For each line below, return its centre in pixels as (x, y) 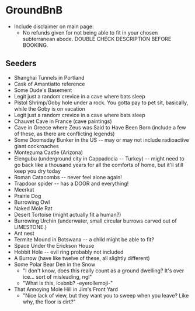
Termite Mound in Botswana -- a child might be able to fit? (84, 239)
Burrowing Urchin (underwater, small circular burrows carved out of (95, 221)
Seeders (21, 64)
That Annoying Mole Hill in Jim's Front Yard (66, 289)
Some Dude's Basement (43, 90)
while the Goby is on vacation (49, 108)
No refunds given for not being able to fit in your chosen (90, 32)
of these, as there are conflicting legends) (64, 134)
